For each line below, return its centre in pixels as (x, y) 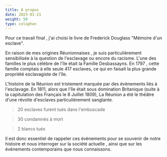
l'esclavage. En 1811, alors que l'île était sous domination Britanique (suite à (82, 89)
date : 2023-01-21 (23, 14)
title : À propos (22, 10)
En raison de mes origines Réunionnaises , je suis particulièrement (73, 53)
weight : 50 (16, 19)
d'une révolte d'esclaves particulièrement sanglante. (59, 100)
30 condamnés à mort (40, 119)
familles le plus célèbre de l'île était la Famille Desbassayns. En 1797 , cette (82, 63)
